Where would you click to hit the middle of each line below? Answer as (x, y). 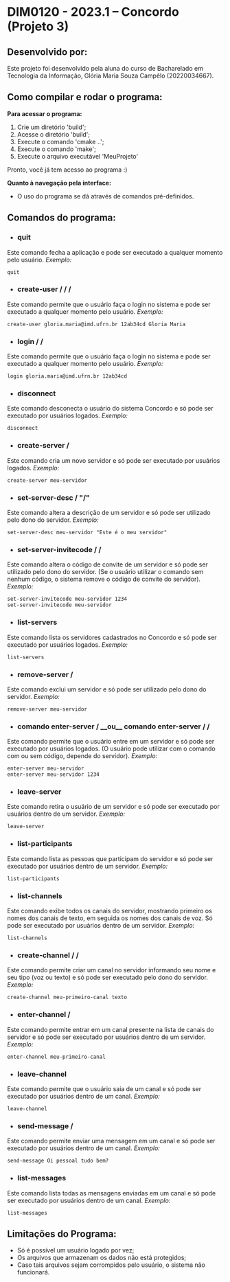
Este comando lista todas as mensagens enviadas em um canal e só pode (112, 1193)
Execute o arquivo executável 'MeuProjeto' (78, 156)
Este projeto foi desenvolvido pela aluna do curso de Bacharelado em (105, 68)
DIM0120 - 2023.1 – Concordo (93, 12)
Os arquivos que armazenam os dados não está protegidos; (102, 1258)
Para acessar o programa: (45, 113)
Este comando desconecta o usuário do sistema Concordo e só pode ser (110, 409)
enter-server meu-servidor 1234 (53, 775)
